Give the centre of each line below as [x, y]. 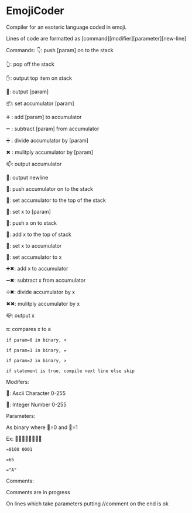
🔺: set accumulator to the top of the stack [56, 200]
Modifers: [18, 382]
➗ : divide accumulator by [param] [47, 140]
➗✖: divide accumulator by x [40, 292]
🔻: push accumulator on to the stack [50, 188]
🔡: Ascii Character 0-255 [36, 393]
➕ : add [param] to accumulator [44, 117]
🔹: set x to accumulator [34, 245]
